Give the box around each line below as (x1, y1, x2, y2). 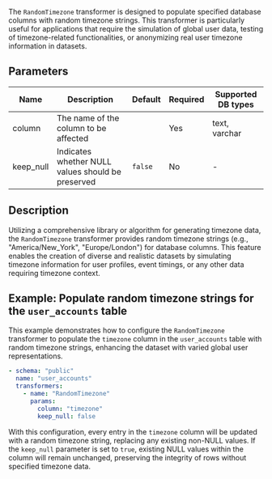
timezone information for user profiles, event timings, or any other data (8, 259, 244, 269)
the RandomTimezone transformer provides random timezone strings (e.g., (8, 234, 249, 244)
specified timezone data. (8, 461, 91, 471)
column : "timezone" (37, 405, 104, 413)
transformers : (15, 382, 63, 391)
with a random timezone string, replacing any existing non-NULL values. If (8, 435, 256, 445)
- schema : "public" (8, 367, 74, 375)
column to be (56, 122, 107, 134)
